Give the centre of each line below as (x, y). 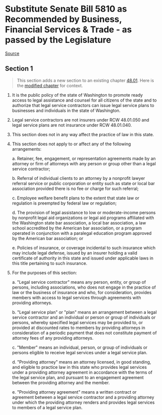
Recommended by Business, (64, 19)
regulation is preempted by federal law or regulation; (64, 203)
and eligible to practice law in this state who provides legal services (79, 367)
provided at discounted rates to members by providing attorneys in (79, 328)
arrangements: (27, 149)
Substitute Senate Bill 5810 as (66, 9)
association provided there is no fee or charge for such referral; (75, 189)
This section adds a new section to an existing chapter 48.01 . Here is (85, 80)
